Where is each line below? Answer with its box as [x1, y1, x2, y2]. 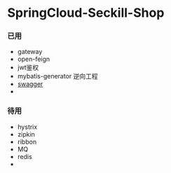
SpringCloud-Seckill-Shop [7, 5, 165, 21]
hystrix [17, 123, 38, 131]
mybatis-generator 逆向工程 [17, 72, 98, 81]
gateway [17, 48, 43, 56]
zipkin [17, 130, 35, 138]
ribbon [17, 137, 37, 146]
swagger [17, 80, 43, 88]
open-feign [17, 55, 50, 64]
